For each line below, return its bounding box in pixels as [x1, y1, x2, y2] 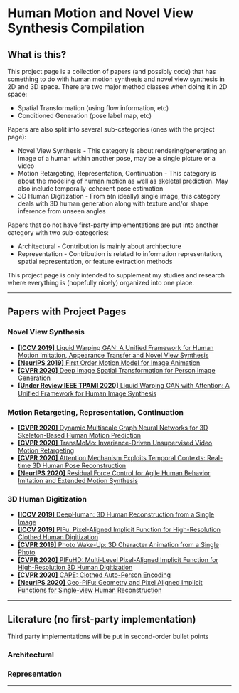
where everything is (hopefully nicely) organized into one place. [7, 279, 194, 287]
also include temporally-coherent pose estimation [17, 184, 164, 193]
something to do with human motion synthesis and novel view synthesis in [7, 75, 225, 83]
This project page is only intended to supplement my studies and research [7, 271, 225, 279]
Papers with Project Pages [7, 306, 127, 318]
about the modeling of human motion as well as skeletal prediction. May [17, 176, 229, 185]
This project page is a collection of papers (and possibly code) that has [7, 68, 216, 75]
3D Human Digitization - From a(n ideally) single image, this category [17, 192, 221, 200]
